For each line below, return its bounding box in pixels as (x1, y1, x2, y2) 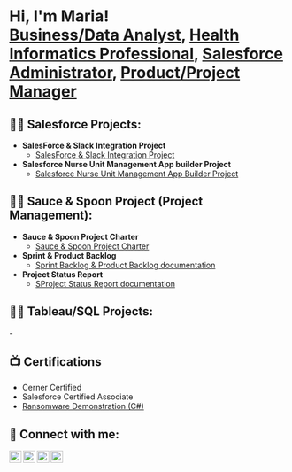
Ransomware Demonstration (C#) (21, 401, 144, 412)
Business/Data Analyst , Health (9, 25, 240, 45)
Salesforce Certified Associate (21, 391, 134, 402)
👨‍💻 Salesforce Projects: (9, 117, 142, 132)
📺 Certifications (9, 354, 102, 369)
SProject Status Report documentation (35, 278, 175, 289)
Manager (9, 81, 77, 102)
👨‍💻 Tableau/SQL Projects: (9, 304, 153, 320)
